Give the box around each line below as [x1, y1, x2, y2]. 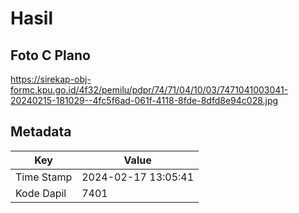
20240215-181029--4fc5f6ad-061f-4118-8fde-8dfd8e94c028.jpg [10, 95, 279, 106]
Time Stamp [15, 170, 73, 184]
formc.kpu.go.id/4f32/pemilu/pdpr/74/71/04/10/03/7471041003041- [10, 84, 289, 96]
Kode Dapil [15, 186, 67, 200]
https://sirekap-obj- [10, 73, 92, 85]
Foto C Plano [10, 47, 91, 64]
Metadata [10, 123, 72, 141]
